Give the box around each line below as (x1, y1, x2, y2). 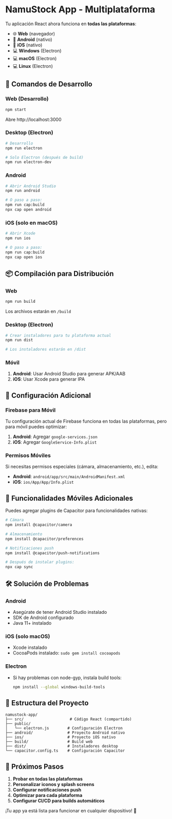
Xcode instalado (12, 644, 47, 651)
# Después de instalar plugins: (5, 559, 74, 565)
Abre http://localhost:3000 (5, 116, 62, 122)
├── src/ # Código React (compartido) (5, 717, 132, 722)
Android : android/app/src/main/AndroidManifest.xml (12, 474, 125, 480)
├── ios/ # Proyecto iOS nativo (5, 735, 116, 740)
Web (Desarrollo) (5, 95, 49, 102)
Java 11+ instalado (12, 620, 52, 626)
